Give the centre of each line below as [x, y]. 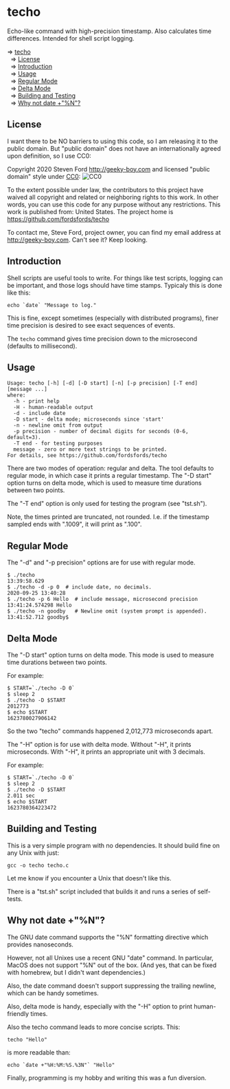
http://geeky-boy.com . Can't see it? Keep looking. [77, 240]
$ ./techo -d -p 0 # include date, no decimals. [80, 587]
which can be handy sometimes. [53, 993]
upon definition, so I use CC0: [49, 156]
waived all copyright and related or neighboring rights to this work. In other [113, 197]
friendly [18, 1013]
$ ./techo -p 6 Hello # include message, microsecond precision [102, 600]
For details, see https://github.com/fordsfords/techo [87, 456]
